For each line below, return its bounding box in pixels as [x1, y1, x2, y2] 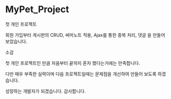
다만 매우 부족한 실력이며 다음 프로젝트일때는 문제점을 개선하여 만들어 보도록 [5, 70, 157, 77]
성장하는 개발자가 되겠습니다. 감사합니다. [5, 88, 86, 94]
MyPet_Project [5, 4, 69, 15]
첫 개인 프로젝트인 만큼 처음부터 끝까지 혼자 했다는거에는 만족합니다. [5, 60, 140, 66]
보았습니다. [5, 38, 28, 44]
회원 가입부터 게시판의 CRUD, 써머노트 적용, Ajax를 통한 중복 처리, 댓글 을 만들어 [5, 32, 165, 38]
